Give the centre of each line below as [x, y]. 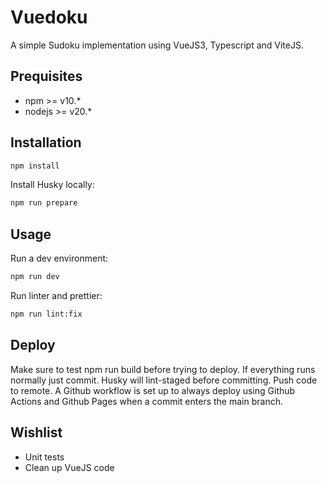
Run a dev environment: [59, 258]
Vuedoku [49, 17]
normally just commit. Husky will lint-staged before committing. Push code [164, 380]
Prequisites [46, 76]
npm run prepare [44, 203]
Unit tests [44, 457]
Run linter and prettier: [56, 295]
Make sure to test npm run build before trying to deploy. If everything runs [163, 369]
